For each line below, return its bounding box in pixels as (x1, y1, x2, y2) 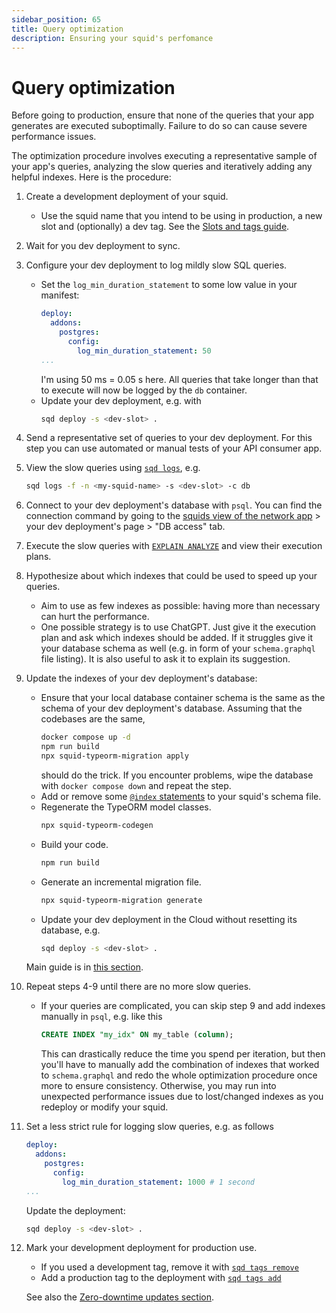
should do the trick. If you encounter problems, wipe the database (40, 769, 314, 781)
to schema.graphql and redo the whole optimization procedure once (40, 1069, 318, 1081)
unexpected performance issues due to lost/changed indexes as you (40, 1091, 324, 1103)
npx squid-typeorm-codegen (40, 820, 154, 830)
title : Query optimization (11, 24, 124, 34)
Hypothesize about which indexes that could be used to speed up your (25, 570, 318, 582)
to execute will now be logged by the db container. (40, 384, 248, 396)
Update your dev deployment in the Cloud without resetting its (40, 913, 298, 925)
